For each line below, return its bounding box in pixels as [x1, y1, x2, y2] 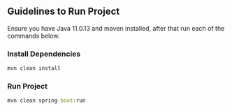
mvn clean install [7, 65, 61, 72]
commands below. [7, 31, 60, 40]
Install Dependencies [7, 49, 81, 59]
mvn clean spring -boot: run [7, 97, 86, 104]
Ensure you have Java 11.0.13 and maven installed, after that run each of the [7, 24, 225, 32]
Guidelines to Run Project [7, 6, 120, 17]
